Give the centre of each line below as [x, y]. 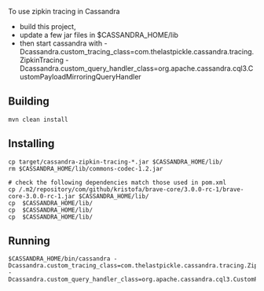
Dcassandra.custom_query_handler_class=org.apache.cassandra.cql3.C [136, 68]
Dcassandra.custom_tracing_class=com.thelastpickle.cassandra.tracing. [137, 52]
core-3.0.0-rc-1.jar [42, 196]
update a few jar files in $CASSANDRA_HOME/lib [99, 35]
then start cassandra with [61, 43]
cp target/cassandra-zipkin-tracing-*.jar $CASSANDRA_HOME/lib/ [115, 162]
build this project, [48, 26]
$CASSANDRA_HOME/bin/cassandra [59, 259]
